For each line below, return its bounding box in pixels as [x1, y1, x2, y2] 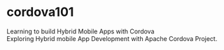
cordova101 [6, 4, 74, 20]
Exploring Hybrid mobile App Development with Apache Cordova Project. [6, 34, 218, 42]
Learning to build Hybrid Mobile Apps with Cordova [6, 27, 155, 35]
